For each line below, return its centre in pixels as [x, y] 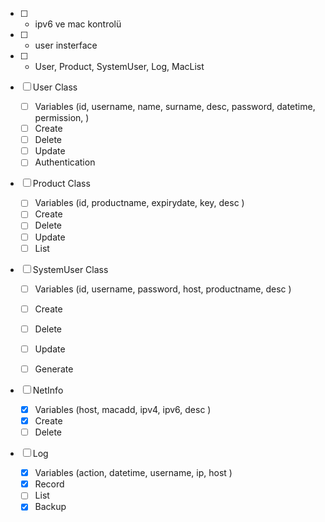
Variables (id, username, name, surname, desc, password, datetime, [175, 106]
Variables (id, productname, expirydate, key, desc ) [139, 203]
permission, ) [62, 118]
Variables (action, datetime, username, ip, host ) [133, 473]
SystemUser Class [70, 269]
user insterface [66, 45]
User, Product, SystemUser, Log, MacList [119, 66]
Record [49, 484]
